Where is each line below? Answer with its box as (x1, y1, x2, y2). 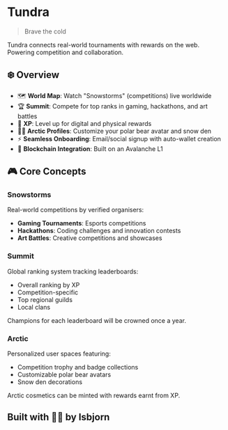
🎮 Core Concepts (7, 166, 86, 177)
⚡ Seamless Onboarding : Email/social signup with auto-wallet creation (17, 134, 222, 143)
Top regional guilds (17, 295, 73, 303)
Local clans (17, 303, 51, 311)
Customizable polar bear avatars (17, 370, 112, 379)
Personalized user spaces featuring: (7, 349, 112, 358)
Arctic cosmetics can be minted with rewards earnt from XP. (7, 391, 181, 400)
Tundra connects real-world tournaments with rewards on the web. (7, 40, 200, 49)
